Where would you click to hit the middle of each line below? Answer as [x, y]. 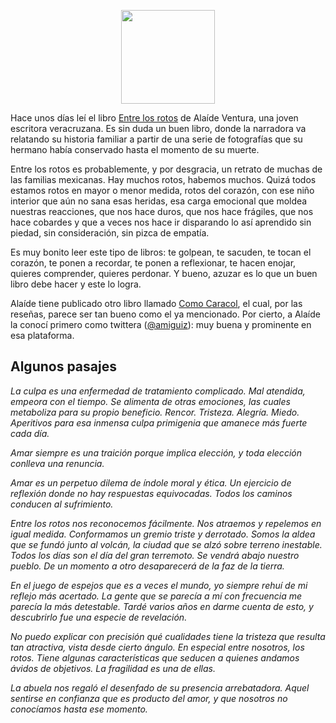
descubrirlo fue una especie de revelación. [99, 617]
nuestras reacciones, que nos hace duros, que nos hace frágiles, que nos [162, 211]
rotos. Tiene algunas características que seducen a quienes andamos [155, 657]
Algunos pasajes [63, 366]
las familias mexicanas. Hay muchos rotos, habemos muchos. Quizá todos [163, 179]
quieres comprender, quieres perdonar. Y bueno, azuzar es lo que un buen [164, 273]
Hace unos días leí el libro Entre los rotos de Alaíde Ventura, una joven [154, 118]
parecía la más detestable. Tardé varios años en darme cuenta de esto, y [162, 606]
